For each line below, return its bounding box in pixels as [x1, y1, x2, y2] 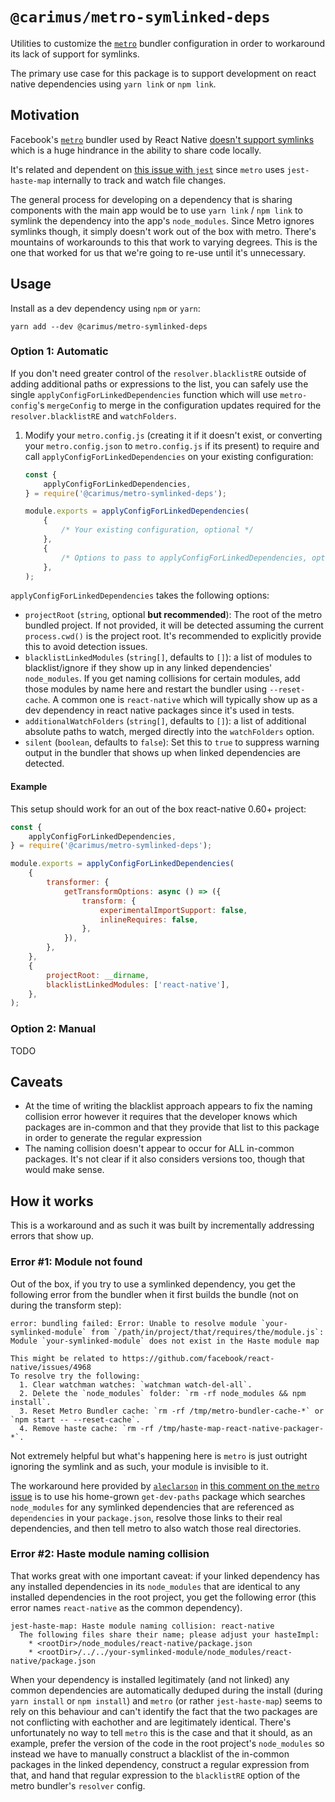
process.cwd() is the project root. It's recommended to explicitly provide [24, 630, 322, 642]
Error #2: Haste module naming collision [10, 1547, 210, 1561]
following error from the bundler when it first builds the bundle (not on [10, 1288, 299, 1300]
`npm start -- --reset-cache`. [10, 1414, 141, 1425]
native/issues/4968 [10, 1362, 92, 1372]
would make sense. [24, 1164, 105, 1176]
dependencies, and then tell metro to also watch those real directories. [10, 1522, 302, 1534]
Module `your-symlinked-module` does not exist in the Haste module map [10, 1336, 320, 1346]
